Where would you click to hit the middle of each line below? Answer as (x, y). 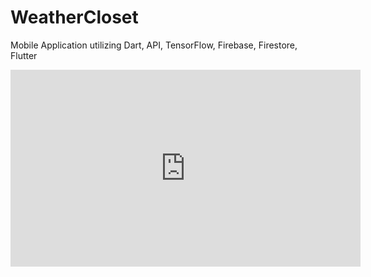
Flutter (24, 55)
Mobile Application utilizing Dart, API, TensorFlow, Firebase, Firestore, (154, 45)
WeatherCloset (74, 17)
